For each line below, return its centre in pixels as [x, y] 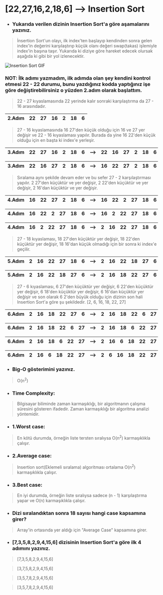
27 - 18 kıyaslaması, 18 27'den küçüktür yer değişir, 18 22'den [78, 238]
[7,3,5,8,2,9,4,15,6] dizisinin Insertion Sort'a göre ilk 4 [77, 543]
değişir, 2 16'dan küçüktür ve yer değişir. [57, 187]
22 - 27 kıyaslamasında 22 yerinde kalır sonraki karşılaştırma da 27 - [85, 101]
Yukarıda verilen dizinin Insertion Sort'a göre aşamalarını [81, 24]
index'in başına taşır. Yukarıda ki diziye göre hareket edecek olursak [85, 51]
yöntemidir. [28, 414]
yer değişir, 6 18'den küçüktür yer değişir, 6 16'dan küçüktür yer [80, 291]
